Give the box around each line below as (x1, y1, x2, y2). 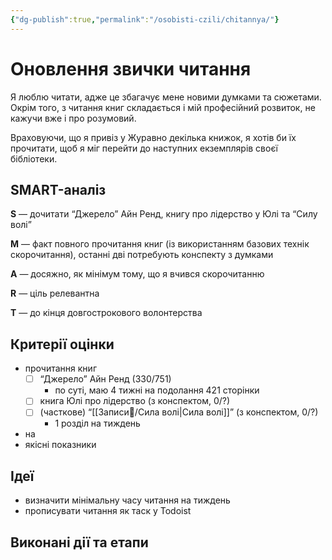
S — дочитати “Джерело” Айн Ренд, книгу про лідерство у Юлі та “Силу (10, 208, 318, 220)
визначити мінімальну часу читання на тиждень (24, 494, 231, 506)
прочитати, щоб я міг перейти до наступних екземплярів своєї (10, 142, 278, 154)
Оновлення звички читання (10, 57, 252, 80)
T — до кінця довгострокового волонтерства (10, 307, 203, 319)
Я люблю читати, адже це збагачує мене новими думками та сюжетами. (10, 91, 322, 103)
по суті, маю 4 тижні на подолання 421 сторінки (54, 384, 260, 396)
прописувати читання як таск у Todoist (24, 505, 192, 517)
